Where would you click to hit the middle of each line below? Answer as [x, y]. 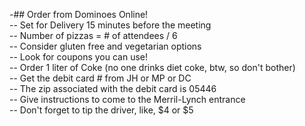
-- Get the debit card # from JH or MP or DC [100, 78]
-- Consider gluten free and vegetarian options [105, 46]
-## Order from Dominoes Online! [79, 14]
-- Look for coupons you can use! [79, 57]
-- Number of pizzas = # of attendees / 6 [93, 35]
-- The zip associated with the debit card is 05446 [113, 88]
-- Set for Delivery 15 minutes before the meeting [110, 25]
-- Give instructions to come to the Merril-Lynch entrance [127, 99]
